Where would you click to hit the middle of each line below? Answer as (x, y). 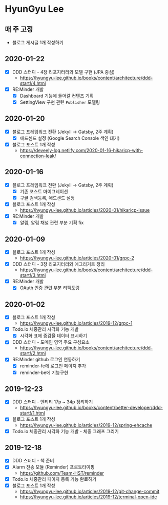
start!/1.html (32, 413)
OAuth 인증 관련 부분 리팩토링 (50, 288)
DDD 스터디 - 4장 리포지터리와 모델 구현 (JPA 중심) (63, 72)
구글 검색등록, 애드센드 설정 (47, 198)
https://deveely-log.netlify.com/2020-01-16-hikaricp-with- (81, 151)
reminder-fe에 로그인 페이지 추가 (53, 366)
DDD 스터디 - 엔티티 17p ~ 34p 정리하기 (52, 402)
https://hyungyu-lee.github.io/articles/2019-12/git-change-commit (90, 491)
